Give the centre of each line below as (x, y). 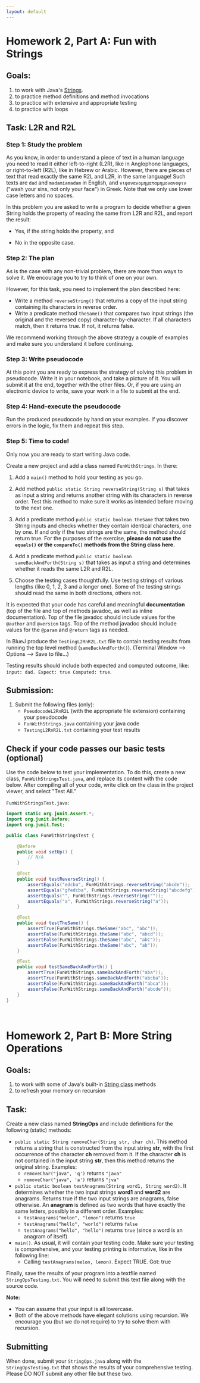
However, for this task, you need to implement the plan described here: (93, 289)
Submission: (30, 690)
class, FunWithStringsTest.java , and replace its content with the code (92, 779)
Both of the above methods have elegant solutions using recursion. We (101, 1315)
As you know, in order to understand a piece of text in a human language (95, 158)
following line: (32, 1256)
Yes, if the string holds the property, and (64, 231)
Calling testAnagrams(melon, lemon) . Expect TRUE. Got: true (97, 1262)
